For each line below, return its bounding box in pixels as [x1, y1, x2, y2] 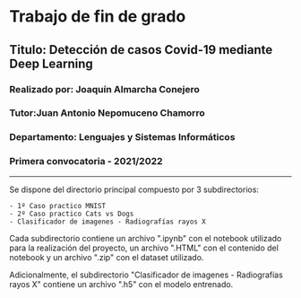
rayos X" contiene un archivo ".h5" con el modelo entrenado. [9, 278, 234, 289]
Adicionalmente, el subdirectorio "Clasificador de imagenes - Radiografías [9, 269, 284, 280]
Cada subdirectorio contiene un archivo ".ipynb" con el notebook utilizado [9, 232, 282, 243]
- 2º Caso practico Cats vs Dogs [9, 209, 134, 218]
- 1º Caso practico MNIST [9, 201, 106, 210]
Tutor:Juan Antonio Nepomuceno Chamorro [9, 107, 205, 119]
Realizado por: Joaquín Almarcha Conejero [9, 83, 200, 95]
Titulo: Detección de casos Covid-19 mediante [9, 42, 273, 57]
